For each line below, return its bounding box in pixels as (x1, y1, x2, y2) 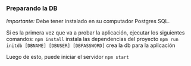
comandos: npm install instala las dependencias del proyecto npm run (6, 36, 179, 43)
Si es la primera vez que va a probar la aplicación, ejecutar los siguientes (6, 29, 185, 36)
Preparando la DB (6, 4, 58, 12)
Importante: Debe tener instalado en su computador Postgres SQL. (6, 18, 170, 25)
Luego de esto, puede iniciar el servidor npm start (6, 54, 129, 61)
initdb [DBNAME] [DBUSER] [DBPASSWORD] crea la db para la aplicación (6, 42, 176, 49)
